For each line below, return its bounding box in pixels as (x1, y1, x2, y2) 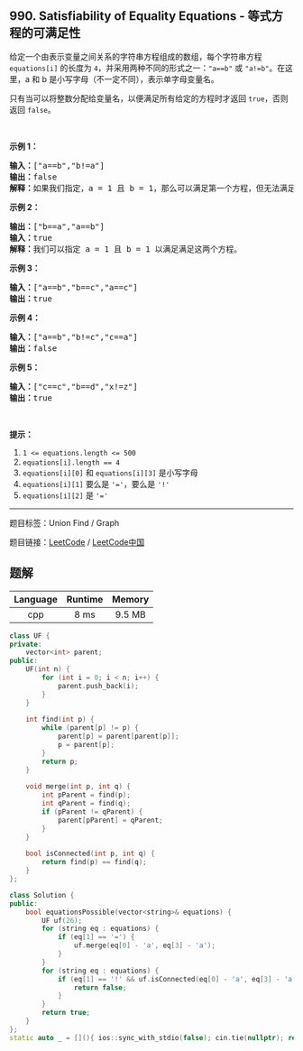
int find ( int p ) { (25, 715, 95, 724)
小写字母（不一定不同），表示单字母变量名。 (57, 73, 219, 84)
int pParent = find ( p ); (41, 790, 131, 800)
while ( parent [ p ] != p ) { (41, 724, 140, 733)
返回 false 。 (9, 104, 56, 115)
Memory (112, 593, 150, 605)
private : (9, 640, 42, 649)
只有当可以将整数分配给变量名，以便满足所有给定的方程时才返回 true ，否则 (9, 93, 289, 104)
